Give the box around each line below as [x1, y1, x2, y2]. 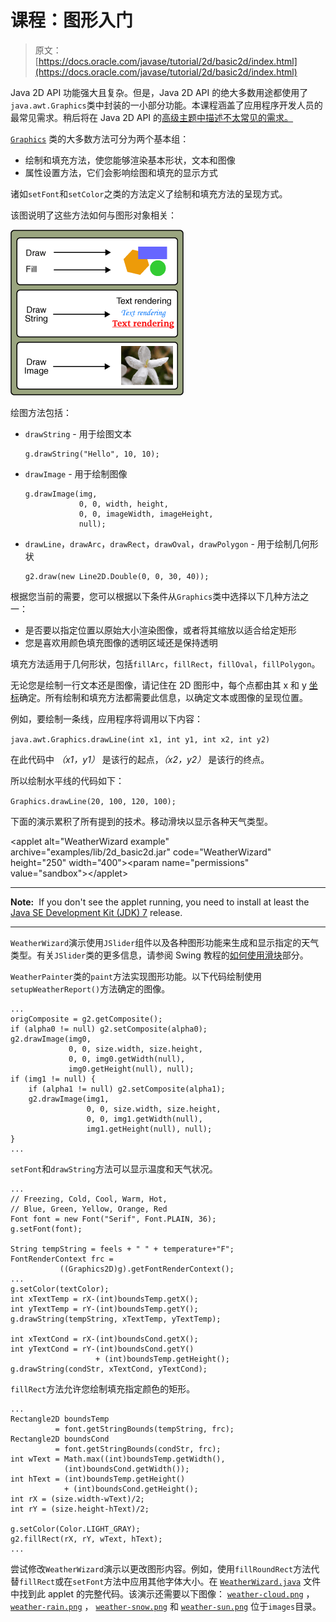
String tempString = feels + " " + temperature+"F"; [10, 1244, 235, 1254]
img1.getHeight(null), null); [86, 1124, 213, 1134]
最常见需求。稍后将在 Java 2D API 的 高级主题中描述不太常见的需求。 [10, 111, 294, 123]
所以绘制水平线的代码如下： [10, 774, 125, 786]
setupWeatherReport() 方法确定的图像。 [10, 982, 171, 995]
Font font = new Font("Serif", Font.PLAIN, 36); [10, 1214, 217, 1224]
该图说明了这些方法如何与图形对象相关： [10, 209, 177, 221]
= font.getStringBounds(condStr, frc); [54, 1444, 222, 1454]
